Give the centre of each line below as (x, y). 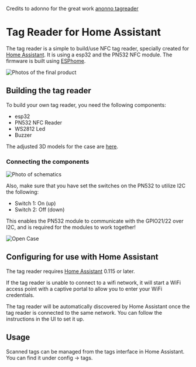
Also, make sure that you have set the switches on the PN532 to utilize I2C (96, 186)
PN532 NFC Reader (38, 122)
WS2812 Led (30, 129)
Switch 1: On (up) (35, 203)
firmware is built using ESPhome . (46, 60)
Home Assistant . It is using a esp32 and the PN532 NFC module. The (89, 55)
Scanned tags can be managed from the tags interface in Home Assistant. (95, 351)
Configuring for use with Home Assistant (82, 257)
